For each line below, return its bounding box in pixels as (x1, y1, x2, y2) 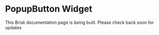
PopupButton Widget (5, 3, 92, 15)
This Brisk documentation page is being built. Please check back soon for (5, 19, 154, 25)
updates (5, 24, 22, 30)
